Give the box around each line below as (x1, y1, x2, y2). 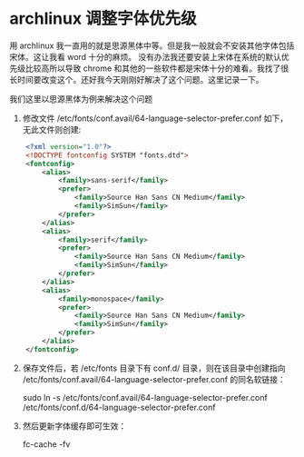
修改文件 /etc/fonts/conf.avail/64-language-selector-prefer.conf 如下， (22, 113, 289, 124)
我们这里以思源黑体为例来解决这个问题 (9, 93, 152, 104)
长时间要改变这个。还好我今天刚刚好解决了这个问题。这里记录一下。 (9, 74, 264, 84)
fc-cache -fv (22, 438, 71, 450)
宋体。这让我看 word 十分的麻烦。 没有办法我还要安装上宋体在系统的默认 (9, 51, 282, 62)
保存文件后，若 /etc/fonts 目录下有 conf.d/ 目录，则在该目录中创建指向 (22, 363, 286, 373)
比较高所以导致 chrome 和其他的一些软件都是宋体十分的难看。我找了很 (25, 63, 289, 74)
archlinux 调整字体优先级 (9, 8, 197, 29)
